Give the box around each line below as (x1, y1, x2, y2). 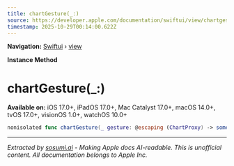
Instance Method (7, 56, 58, 64)
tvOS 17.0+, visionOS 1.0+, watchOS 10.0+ (7, 111, 127, 119)
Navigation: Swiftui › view (7, 43, 82, 51)
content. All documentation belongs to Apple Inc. (7, 151, 148, 159)
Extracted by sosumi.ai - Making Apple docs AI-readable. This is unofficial (7, 144, 221, 152)
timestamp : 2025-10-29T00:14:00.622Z (7, 23, 117, 30)
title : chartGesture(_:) (7, 10, 79, 17)
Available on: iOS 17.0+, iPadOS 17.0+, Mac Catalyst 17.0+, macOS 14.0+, (7, 103, 216, 112)
